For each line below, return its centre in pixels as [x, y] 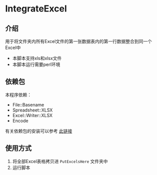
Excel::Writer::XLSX [32, 115]
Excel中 [13, 47]
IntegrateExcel [36, 9]
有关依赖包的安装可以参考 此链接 [39, 131]
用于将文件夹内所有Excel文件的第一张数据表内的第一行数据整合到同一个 [79, 41]
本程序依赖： [18, 94]
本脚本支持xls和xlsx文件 [37, 58]
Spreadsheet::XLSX [32, 110]
